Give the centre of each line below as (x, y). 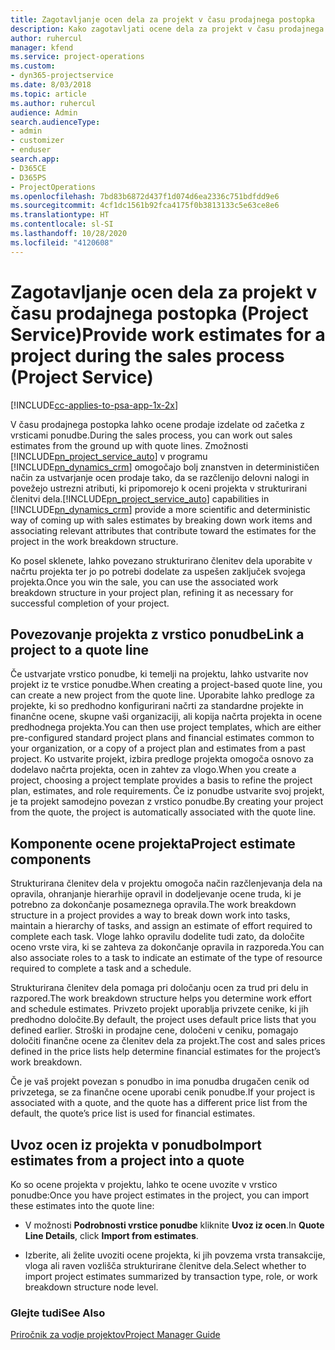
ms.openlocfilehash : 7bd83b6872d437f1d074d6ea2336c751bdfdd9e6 (145, 196)
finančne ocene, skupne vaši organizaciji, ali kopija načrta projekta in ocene (166, 717)
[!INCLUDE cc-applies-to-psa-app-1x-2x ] (94, 405)
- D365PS (28, 177)
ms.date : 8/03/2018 (51, 85)
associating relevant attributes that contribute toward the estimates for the (163, 530)
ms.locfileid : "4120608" (62, 242)
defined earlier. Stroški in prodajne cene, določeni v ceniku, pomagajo (154, 1030)
